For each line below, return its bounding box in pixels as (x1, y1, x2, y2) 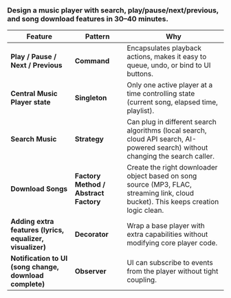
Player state (10, 98, 51, 107)
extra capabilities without (126, 229, 208, 239)
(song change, (10, 262, 59, 272)
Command (74, 56, 110, 66)
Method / (74, 180, 106, 190)
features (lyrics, (10, 225, 64, 235)
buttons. (126, 69, 153, 79)
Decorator (74, 229, 109, 239)
